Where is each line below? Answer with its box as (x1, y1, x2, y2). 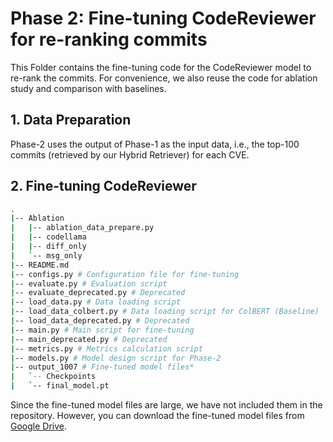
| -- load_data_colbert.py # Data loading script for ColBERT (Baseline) (10, 307, 320, 317)
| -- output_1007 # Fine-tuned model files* (10, 362, 195, 372)
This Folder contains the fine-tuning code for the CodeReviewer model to (10, 61, 312, 73)
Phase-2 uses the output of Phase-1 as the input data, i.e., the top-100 (10, 138, 300, 150)
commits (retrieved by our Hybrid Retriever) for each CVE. (10, 148, 250, 161)
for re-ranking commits (10, 28, 208, 51)
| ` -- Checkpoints (10, 372, 97, 382)
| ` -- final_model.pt (10, 381, 110, 391)
